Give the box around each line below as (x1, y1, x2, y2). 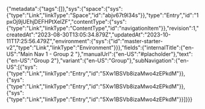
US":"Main (6, 51, 33, 57)
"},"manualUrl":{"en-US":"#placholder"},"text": (75, 51, 193, 57)
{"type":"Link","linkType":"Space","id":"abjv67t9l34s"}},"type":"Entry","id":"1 (6, 12, 199, 19)
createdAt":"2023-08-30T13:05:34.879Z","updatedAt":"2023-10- (6, 31, 171, 38)
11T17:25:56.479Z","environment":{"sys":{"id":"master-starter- (6, 38, 163, 44)
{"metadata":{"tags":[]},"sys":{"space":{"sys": (6, 5, 123, 12)
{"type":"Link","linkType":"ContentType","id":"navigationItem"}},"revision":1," (6, 24, 199, 32)
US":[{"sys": (6, 63, 38, 71)
